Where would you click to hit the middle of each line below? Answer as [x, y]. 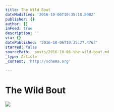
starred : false [21, 47]
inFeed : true [19, 29]
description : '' [22, 33]
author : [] [17, 24]
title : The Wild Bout [28, 10]
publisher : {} [20, 19]
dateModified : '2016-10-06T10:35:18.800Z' [50, 15]
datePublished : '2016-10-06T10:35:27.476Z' [52, 43]
